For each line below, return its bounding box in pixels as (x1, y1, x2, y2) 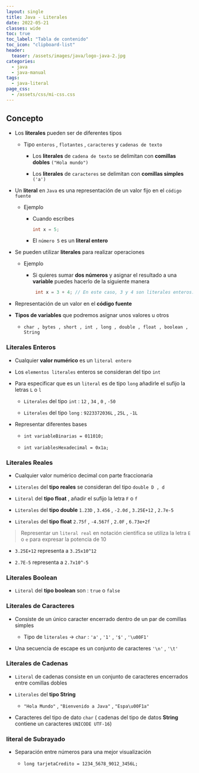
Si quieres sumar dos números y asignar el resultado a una (32, 271, 177, 279)
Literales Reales (6, 458, 53, 467)
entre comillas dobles (14, 679, 68, 686)
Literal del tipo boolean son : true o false (14, 587, 120, 594)
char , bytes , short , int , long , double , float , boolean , (23, 324, 188, 330)
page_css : (6, 86, 31, 92)
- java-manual (11, 69, 46, 75)
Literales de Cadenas (6, 660, 68, 668)
